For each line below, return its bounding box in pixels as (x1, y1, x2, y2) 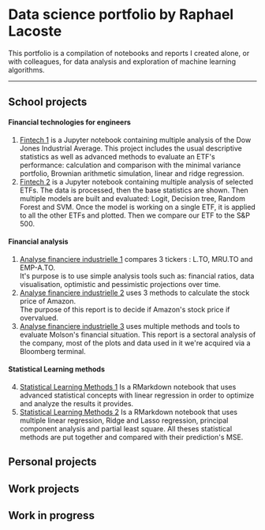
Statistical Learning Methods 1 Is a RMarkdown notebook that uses (19, 382, 237, 391)
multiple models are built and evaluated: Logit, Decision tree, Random (19, 193, 246, 203)
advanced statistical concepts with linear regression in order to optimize (19, 390, 255, 400)
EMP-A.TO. (19, 263, 56, 272)
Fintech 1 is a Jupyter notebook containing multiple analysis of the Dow (19, 135, 252, 144)
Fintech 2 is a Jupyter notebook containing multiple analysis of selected (19, 177, 254, 186)
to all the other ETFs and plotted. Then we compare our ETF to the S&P (19, 211, 251, 220)
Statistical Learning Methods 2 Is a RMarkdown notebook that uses (19, 407, 238, 416)
